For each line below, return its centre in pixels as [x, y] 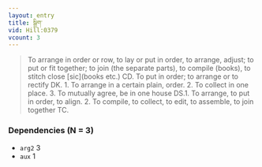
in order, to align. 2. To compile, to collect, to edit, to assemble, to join [140, 102]
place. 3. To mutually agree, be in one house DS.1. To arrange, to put [138, 93]
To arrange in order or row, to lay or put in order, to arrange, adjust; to [140, 60]
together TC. [48, 110]
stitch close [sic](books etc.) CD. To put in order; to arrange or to [133, 76]
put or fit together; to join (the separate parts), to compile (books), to [139, 69]
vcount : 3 [24, 37]
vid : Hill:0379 [33, 30]
